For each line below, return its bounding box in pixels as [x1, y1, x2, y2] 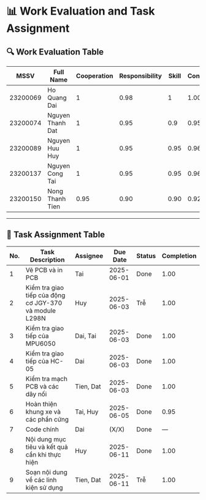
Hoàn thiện [25, 400, 58, 408]
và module [25, 306, 56, 315]
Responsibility [119, 72, 162, 80]
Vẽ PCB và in [25, 265, 63, 274]
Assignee [75, 251, 104, 260]
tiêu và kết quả [25, 442, 69, 451]
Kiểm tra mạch [25, 374, 67, 383]
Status [136, 251, 156, 260]
